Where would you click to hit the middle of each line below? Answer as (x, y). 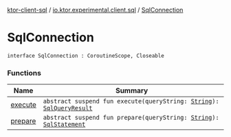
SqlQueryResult (68, 108)
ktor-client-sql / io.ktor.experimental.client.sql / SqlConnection (95, 10)
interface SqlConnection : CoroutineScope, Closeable (86, 55)
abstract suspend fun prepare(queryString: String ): (131, 118)
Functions (24, 73)
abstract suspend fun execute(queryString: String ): (131, 101)
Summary (132, 90)
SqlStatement (64, 125)
